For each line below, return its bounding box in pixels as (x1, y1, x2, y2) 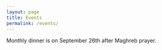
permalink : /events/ (6, 20, 59, 26)
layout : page (6, 9, 40, 15)
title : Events (6, 15, 43, 21)
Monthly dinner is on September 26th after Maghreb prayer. (6, 37, 157, 45)
